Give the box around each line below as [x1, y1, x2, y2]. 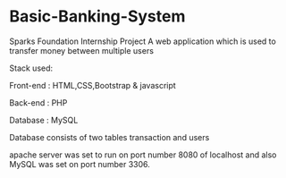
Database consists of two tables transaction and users [9, 131, 210, 142]
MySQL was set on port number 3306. [9, 158, 150, 169]
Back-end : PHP [9, 97, 68, 108]
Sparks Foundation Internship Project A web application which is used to [9, 36, 277, 47]
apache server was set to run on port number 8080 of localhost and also [9, 149, 277, 160]
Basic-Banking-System [9, 6, 186, 27]
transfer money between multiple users [9, 45, 155, 55]
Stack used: [9, 63, 54, 73]
